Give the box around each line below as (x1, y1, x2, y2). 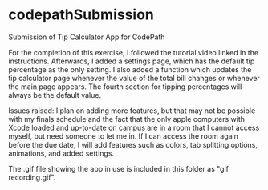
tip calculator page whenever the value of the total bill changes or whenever (8, 73, 261, 83)
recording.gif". (8, 172, 56, 182)
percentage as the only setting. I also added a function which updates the (8, 64, 252, 74)
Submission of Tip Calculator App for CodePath (8, 32, 165, 42)
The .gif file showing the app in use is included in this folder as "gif (8, 164, 229, 173)
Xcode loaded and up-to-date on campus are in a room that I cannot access (8, 123, 260, 132)
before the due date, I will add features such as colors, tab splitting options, (8, 139, 258, 149)
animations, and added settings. (8, 148, 115, 158)
